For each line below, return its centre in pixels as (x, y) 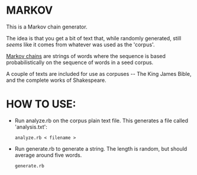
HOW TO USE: (41, 104)
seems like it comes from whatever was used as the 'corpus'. (80, 44)
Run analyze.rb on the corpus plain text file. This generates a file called (101, 120)
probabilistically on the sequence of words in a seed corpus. (80, 62)
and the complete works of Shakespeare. (56, 80)
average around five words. (48, 155)
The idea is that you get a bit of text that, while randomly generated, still (94, 38)
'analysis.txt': (31, 127)
